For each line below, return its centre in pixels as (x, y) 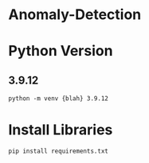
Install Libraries (61, 130)
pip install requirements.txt (59, 151)
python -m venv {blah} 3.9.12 (59, 99)
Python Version (61, 51)
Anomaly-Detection (75, 15)
